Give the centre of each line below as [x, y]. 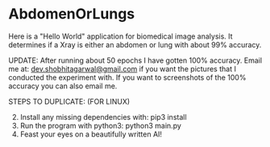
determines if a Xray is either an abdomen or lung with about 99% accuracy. [135, 44]
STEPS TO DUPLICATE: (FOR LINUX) [69, 101]
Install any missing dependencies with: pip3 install [103, 116]
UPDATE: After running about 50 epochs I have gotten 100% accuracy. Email [135, 60]
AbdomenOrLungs [72, 14]
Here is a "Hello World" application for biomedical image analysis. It [120, 36]
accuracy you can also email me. [63, 86]
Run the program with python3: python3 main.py [100, 125]
